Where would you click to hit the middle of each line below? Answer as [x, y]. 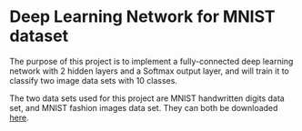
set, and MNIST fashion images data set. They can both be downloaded [144, 107]
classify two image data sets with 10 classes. [93, 80]
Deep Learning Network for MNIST [142, 17]
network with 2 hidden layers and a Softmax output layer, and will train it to [149, 71]
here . [19, 117]
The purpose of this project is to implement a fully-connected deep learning [151, 61]
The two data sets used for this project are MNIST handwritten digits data [147, 98]
